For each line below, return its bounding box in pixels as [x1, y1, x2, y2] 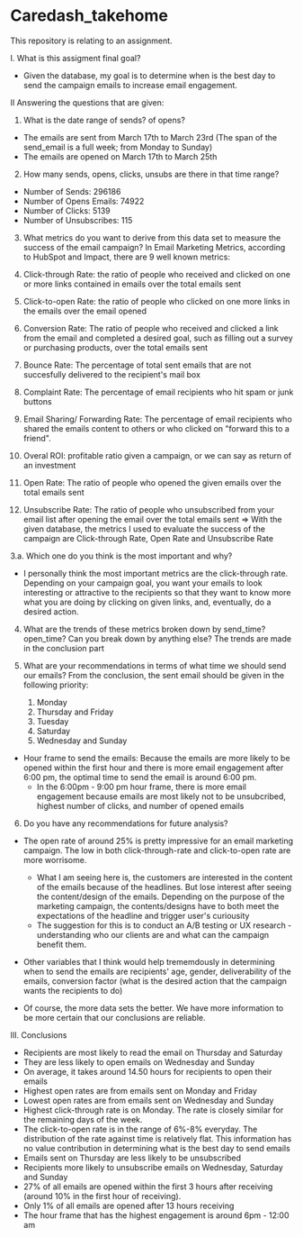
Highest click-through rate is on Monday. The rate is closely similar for [22, 1105, 284, 1115]
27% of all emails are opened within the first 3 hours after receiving [22, 1181, 273, 1192]
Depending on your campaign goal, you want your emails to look [22, 578, 263, 588]
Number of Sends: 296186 [22, 186, 121, 196]
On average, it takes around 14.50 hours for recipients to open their [22, 1066, 272, 1077]
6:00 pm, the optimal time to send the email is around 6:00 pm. [22, 771, 257, 782]
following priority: [22, 679, 89, 690]
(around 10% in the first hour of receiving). [22, 1190, 182, 1201]
